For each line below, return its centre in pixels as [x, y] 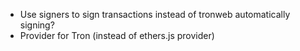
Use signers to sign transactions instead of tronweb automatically [155, 14]
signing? [37, 25]
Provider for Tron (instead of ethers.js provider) [117, 35]
